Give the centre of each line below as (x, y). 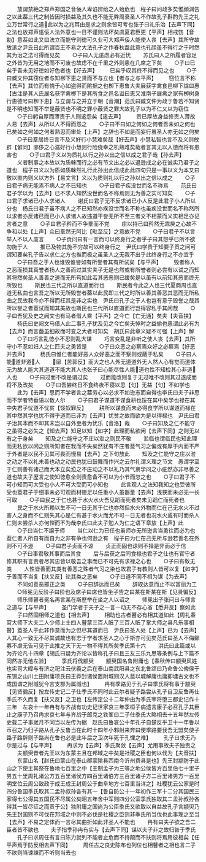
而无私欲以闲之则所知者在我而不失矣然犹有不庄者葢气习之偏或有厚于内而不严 (103, 446)
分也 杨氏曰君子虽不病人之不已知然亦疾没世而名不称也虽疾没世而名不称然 (100, 208)
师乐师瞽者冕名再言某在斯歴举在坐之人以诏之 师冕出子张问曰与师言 (106, 599)
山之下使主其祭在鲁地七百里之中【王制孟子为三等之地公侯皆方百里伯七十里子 (103, 768)
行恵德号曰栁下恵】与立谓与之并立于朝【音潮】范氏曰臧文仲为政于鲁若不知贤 (103, 101)
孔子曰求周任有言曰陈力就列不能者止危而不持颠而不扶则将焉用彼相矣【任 (108, 837)
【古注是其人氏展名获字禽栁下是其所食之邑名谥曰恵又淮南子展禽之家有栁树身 (103, 93)
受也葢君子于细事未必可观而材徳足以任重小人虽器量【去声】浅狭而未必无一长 (103, 492)
